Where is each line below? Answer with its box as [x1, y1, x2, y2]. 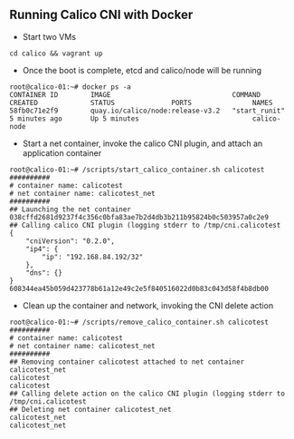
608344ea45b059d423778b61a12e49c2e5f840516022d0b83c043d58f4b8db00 [9, 284, 270, 293]
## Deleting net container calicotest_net [9, 405, 172, 414]
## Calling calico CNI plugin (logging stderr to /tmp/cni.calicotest [9, 220, 281, 229]
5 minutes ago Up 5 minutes [9, 113, 140, 123]
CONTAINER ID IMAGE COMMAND [9, 90, 261, 99]
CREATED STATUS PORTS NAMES [9, 98, 273, 107]
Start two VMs [22, 31, 77, 42]
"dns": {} [25, 268, 63, 278]
